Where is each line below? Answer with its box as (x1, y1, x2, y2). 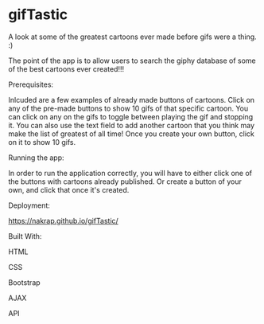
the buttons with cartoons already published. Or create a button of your (8, 177, 243, 186)
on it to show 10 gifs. (8, 137, 76, 146)
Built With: (8, 231, 42, 240)
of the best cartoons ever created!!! (8, 64, 125, 73)
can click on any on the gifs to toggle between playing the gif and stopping (8, 111, 254, 121)
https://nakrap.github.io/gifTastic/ (8, 216, 119, 225)
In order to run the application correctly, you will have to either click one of (8, 168, 253, 178)
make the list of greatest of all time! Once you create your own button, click (8, 129, 254, 139)
